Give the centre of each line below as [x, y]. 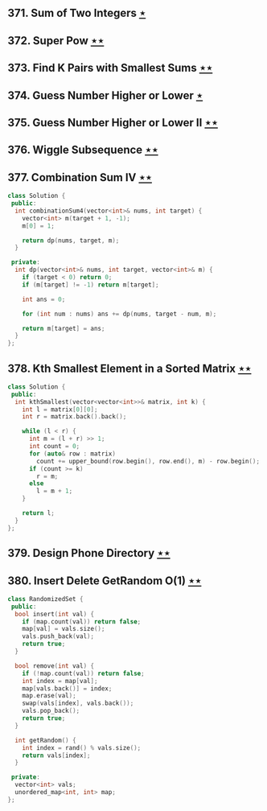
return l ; [39, 513]
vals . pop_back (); [51, 711]
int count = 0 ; [54, 447]
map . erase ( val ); [49, 696]
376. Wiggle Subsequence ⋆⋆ [83, 150]
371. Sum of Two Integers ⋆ [77, 13]
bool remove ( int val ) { [54, 666]
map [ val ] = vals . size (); [64, 629]
